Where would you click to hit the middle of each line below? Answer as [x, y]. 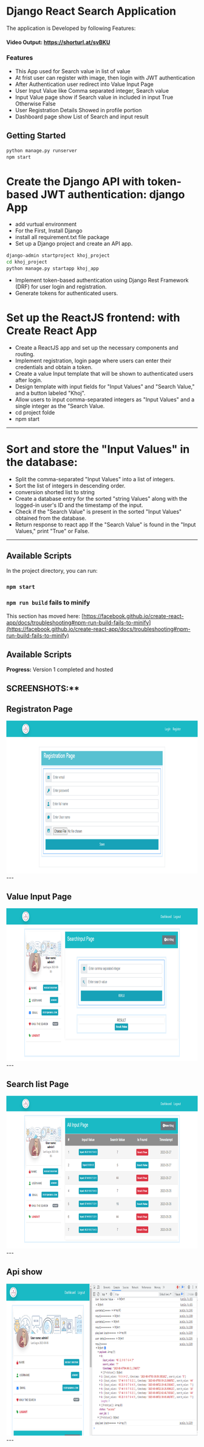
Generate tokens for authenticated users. [66, 293]
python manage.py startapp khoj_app [53, 269]
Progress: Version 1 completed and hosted [60, 669]
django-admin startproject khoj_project [58, 256]
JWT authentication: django [113, 194]
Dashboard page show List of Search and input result [82, 117]
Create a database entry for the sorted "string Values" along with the [101, 498]
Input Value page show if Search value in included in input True [94, 97]
